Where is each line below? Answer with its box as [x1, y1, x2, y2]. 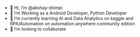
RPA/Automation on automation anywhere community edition [9, 20, 136, 26]
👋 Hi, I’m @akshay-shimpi [9, 5, 63, 10]
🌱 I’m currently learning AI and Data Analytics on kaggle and [9, 15, 134, 21]
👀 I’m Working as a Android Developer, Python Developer [9, 10, 127, 16]
